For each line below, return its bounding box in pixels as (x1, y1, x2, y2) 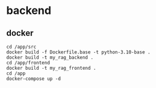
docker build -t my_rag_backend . (6, 55, 94, 61)
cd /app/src (6, 44, 36, 50)
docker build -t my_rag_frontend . (6, 65, 97, 71)
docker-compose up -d (6, 76, 61, 82)
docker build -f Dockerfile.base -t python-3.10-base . (6, 49, 151, 55)
